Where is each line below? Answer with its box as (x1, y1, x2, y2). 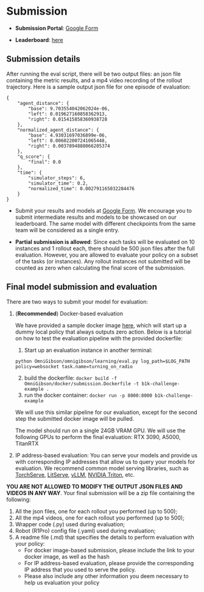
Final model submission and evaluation (6, 282, 157, 292)
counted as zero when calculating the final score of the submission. (15, 264, 186, 271)
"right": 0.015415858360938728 (28, 116, 108, 123)
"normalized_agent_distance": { (17, 127, 99, 133)
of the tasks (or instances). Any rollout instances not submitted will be (15, 257, 191, 265)
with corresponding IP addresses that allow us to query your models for (15, 458, 195, 465)
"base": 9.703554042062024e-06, (28, 105, 111, 112)
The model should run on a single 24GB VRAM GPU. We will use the (15, 427, 186, 434)
